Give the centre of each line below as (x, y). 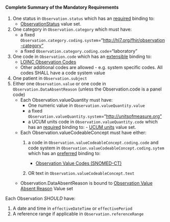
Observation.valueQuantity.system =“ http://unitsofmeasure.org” (95, 116)
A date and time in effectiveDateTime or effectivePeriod (72, 208)
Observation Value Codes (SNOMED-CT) (79, 163)
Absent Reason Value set (46, 189)
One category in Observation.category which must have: (72, 29)
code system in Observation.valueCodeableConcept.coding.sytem (96, 148)
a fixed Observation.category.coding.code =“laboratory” (79, 51)
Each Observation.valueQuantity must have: (67, 100)
